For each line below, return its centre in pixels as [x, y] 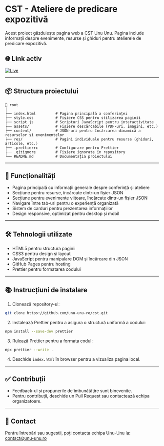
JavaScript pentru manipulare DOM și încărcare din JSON [70, 259]
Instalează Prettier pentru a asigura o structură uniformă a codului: [79, 322]
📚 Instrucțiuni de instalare [46, 290]
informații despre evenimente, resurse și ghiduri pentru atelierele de [73, 38]
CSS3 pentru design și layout [41, 254]
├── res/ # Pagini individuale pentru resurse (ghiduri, [79, 139]
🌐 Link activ [24, 59]
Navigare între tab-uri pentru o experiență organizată [65, 203]
